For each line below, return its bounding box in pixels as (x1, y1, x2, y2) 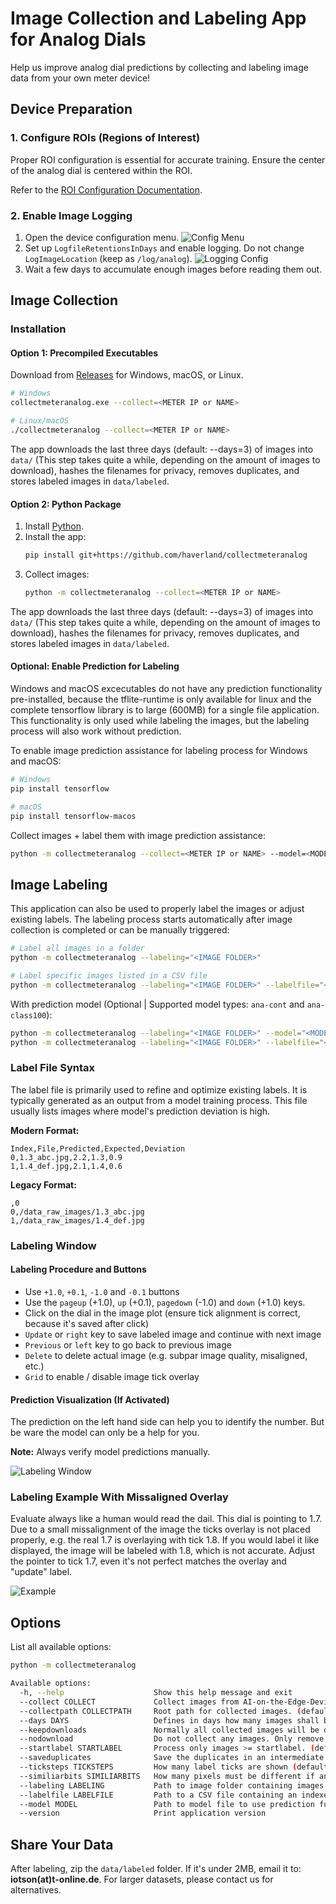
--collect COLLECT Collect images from (19, 1697, 240, 1707)
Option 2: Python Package (10, 498, 122, 510)
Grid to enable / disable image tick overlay (24, 1370, 200, 1382)
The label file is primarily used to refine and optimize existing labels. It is (10, 1083, 308, 1096)
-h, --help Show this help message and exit (19, 1688, 293, 1698)
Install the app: (24, 531, 87, 543)
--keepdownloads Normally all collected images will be (19, 1725, 320, 1735)
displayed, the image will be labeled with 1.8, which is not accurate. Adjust (10, 1545, 316, 1557)
